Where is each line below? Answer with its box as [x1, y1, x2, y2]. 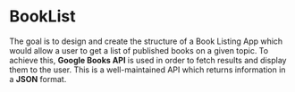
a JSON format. [9, 73, 67, 84]
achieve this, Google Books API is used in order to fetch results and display [9, 54, 287, 65]
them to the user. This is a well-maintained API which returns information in [9, 64, 286, 75]
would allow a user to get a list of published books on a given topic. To [9, 45, 269, 55]
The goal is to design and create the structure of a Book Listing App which [9, 36, 283, 46]
